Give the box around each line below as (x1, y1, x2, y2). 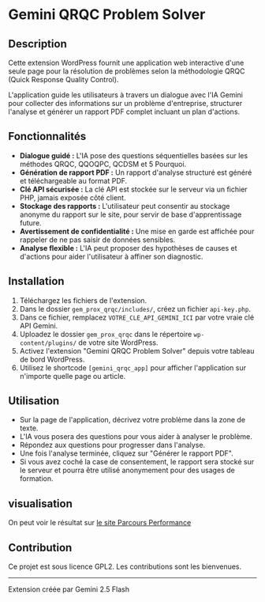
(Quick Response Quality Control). (8, 75, 119, 84)
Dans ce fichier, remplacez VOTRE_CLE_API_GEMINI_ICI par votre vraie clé (19, 312, 255, 322)
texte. (19, 423, 39, 433)
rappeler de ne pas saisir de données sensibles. (19, 235, 176, 244)
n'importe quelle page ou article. (19, 371, 126, 381)
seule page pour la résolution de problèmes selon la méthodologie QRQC (8, 66, 245, 76)
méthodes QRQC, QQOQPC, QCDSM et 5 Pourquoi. (19, 159, 187, 168)
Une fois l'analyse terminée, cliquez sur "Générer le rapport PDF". (19, 449, 234, 458)
